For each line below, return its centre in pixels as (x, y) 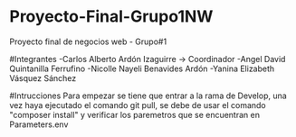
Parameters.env (39, 124)
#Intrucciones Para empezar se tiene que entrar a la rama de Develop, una (148, 96)
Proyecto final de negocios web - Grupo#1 (88, 41)
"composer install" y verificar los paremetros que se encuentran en (135, 114)
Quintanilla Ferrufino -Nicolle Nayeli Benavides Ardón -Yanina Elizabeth (142, 68)
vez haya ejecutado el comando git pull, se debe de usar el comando (138, 105)
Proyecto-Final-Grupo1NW (111, 17)
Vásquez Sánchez (43, 78)
